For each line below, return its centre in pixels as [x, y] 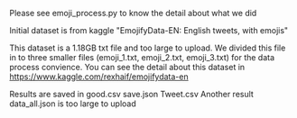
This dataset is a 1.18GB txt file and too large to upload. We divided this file [148, 48]
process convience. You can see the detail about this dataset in [127, 67]
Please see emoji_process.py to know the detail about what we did [133, 13]
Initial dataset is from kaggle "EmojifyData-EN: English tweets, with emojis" [149, 30]
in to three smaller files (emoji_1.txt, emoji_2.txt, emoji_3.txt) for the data [142, 57]
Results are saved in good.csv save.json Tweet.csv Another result [132, 94]
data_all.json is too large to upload [73, 104]
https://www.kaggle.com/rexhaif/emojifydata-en [99, 77]
